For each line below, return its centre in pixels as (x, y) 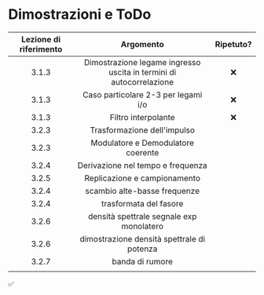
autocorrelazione (143, 82)
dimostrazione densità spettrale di (143, 239)
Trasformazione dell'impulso (142, 129)
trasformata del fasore (142, 203)
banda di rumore (142, 261)
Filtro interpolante (142, 117)
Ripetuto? (233, 44)
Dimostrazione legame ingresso (142, 62)
